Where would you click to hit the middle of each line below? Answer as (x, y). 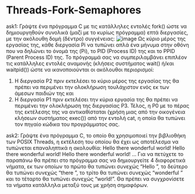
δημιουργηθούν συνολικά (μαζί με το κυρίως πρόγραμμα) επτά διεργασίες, (97, 32)
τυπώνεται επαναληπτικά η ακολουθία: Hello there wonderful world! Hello (95, 148)
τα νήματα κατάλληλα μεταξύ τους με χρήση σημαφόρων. (77, 185)
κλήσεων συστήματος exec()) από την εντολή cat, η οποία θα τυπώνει (100, 118)
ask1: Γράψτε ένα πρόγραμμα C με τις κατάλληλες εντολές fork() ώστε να (97, 26)
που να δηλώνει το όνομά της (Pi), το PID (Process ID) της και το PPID (91, 51)
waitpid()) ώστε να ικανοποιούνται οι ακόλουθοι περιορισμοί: (80, 69)
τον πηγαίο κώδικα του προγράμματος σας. (67, 124)
